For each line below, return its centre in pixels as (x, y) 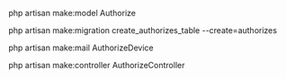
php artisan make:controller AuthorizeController (97, 65)
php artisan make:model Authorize (72, 13)
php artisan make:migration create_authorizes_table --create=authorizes (143, 30)
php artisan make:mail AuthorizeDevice (81, 48)
